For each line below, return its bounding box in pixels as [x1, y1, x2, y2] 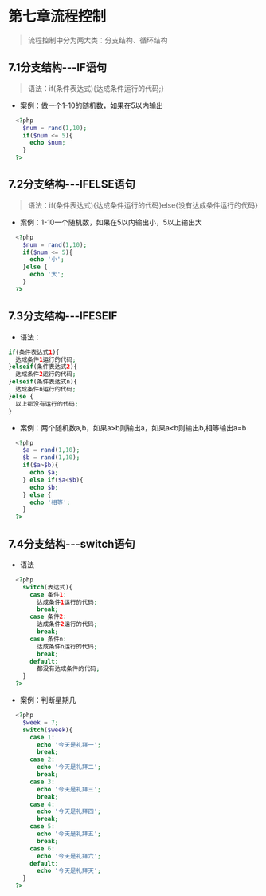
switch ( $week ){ [22, 726, 73, 734]
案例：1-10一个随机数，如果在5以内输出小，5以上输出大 [19, 217, 203, 227]
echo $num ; [29, 139, 66, 147]
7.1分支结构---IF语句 [8, 61, 108, 74]
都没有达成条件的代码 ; [37, 664, 100, 673]
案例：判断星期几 [19, 696, 76, 705]
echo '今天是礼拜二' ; [37, 763, 101, 771]
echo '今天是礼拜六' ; [37, 852, 101, 860]
